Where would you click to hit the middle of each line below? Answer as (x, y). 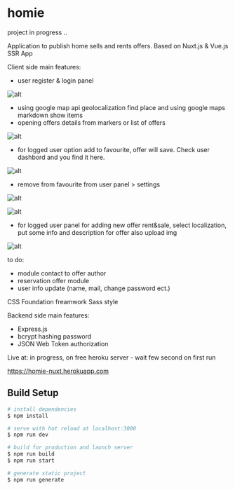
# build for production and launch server (70, 448)
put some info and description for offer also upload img (97, 232)
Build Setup (33, 393)
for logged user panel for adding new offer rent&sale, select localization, (122, 225)
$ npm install (28, 416)
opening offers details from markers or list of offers (92, 122)
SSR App (20, 53)
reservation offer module (53, 280)
